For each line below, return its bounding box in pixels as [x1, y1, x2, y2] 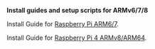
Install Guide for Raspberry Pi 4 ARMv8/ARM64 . [6, 33, 147, 42]
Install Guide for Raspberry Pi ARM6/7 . [6, 20, 119, 28]
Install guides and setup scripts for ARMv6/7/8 [6, 6, 149, 14]
